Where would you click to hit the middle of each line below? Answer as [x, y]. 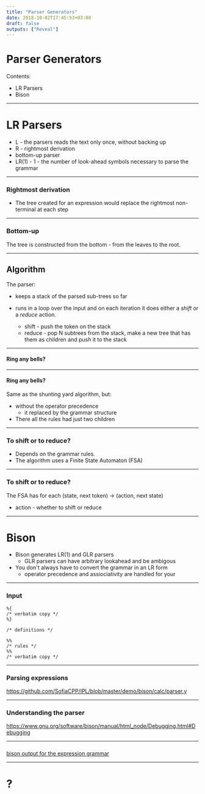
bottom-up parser [38, 155]
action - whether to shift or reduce [58, 507]
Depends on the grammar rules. [55, 454]
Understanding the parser [45, 713]
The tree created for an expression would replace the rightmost [95, 203]
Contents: [19, 77]
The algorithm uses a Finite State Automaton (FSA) [79, 460]
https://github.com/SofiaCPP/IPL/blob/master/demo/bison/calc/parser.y [97, 691]
